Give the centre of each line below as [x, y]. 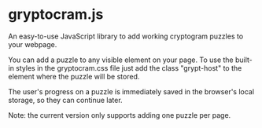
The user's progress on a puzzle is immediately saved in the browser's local [131, 91]
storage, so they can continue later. [66, 100]
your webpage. [33, 44]
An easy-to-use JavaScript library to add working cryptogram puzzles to [126, 36]
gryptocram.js [56, 15]
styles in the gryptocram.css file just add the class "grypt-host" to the [129, 68]
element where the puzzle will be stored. [74, 76]
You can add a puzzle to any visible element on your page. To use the [121, 60]
